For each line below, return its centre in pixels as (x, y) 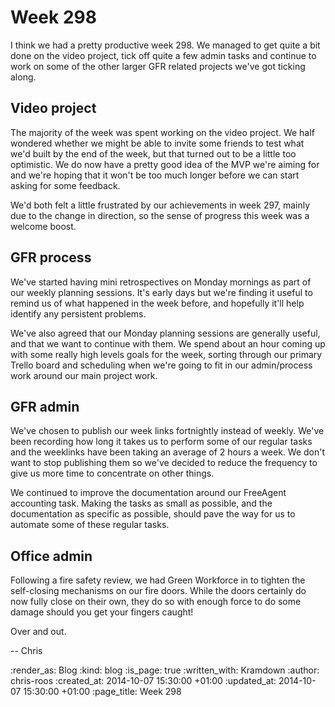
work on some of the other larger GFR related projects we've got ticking (158, 66)
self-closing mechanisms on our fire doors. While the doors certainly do (158, 591)
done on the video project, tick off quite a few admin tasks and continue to (163, 55)
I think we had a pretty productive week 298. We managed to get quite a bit (165, 45)
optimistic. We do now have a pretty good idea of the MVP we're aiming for (165, 164)
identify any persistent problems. (78, 313)
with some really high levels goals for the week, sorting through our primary (166, 354)
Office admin (51, 556)
